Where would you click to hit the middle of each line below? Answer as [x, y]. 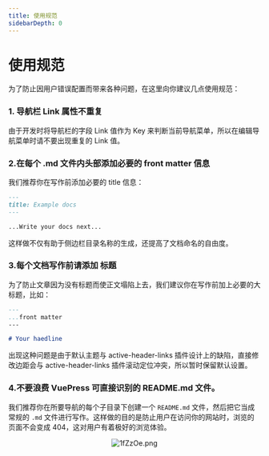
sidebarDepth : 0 [35, 23]
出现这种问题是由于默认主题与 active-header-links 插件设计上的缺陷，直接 [130, 355]
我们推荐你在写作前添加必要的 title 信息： [76, 182]
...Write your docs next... [55, 226]
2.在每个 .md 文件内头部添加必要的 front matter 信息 [109, 163]
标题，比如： [29, 294]
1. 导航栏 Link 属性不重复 [55, 111]
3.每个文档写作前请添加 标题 [62, 266]
